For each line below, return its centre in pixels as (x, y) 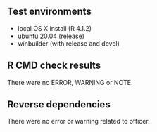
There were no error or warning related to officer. (78, 121)
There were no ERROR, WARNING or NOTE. (70, 82)
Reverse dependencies (59, 105)
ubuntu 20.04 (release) (51, 36)
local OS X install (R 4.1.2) (55, 28)
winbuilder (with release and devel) (68, 43)
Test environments (49, 12)
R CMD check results (54, 66)
